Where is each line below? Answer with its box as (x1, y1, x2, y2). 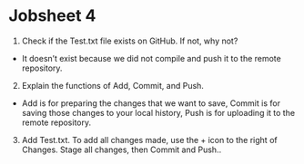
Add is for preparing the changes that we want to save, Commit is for (21, 97, 281, 109)
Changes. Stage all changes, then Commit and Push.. (21, 144, 222, 155)
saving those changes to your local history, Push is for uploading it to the (21, 107, 296, 118)
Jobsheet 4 (8, 5, 96, 26)
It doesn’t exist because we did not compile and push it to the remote (21, 53, 281, 63)
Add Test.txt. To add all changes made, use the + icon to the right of (21, 134, 279, 145)
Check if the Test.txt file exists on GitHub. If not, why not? (21, 35, 238, 46)
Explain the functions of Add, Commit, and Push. (21, 80, 204, 91)
